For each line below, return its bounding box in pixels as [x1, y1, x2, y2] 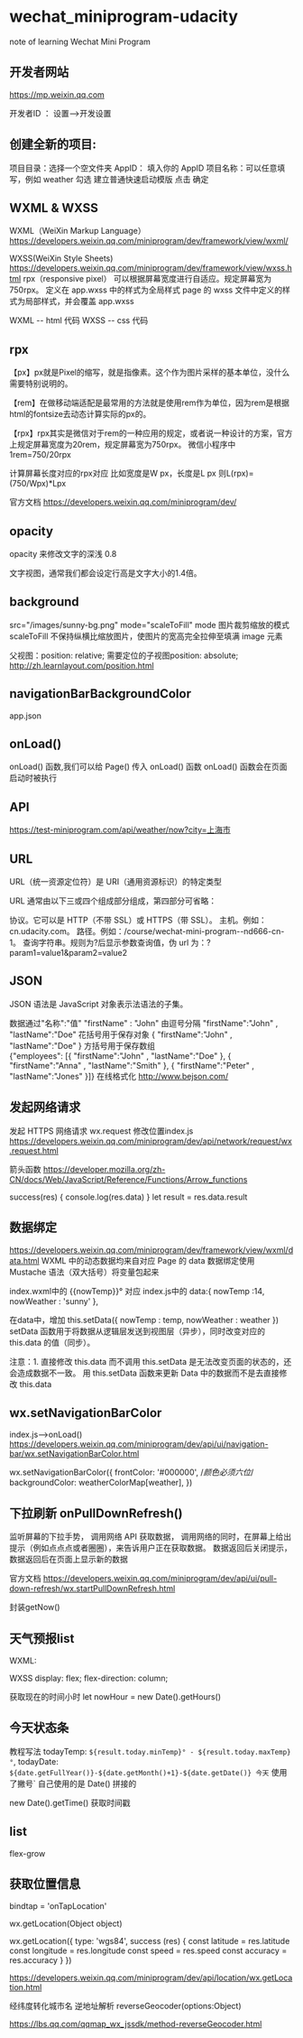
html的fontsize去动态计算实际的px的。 [9, 409, 151, 420]
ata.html [9, 1255, 40, 1265]
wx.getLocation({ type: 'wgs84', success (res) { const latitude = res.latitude [9, 1936, 290, 1947]
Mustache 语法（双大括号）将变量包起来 [9, 1266, 160, 1277]
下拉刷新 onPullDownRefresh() [9, 1505, 183, 1521]
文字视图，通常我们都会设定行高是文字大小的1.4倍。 [9, 568, 202, 579]
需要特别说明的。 [9, 378, 73, 389]
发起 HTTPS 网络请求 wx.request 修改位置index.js [9, 1126, 194, 1136]
